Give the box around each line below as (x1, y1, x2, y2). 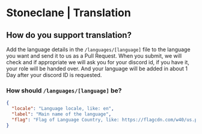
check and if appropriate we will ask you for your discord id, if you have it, (6, 59, 189, 65)
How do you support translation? (6, 30, 132, 40)
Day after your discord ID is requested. (6, 72, 102, 78)
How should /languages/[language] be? (6, 86, 122, 94)
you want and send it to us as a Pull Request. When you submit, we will (6, 52, 182, 59)
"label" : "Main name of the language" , (11, 111, 112, 117)
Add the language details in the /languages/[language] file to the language (6, 46, 191, 53)
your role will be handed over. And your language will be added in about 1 (6, 65, 188, 72)
